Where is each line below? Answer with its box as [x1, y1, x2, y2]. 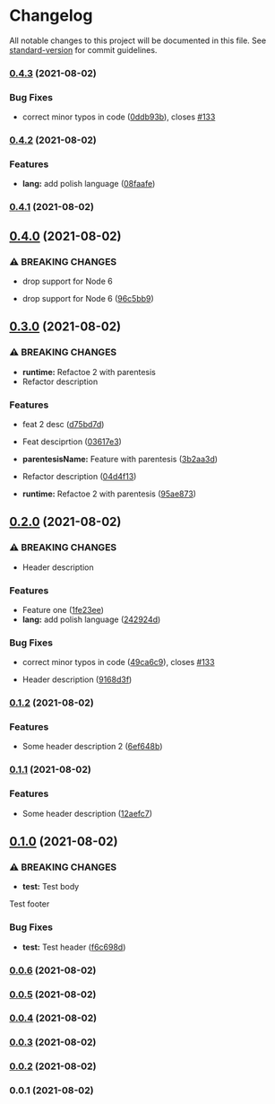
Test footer [9, 898, 50, 909]
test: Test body [21, 881, 80, 892]
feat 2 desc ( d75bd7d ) [21, 418, 105, 429]
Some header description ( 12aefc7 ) [21, 808, 153, 819]
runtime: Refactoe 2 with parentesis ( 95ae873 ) [21, 488, 197, 499]
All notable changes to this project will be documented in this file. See [9, 35, 267, 46]
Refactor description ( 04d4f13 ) [21, 470, 137, 481]
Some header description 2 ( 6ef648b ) [21, 741, 163, 752]
